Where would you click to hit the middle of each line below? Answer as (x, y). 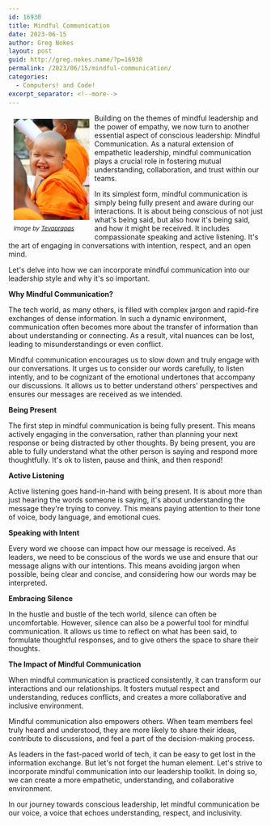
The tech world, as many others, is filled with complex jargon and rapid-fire (133, 309)
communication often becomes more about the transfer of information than (133, 327)
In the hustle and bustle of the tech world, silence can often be (112, 614)
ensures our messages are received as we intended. (96, 394)
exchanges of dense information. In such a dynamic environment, (118, 318)
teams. (106, 178)
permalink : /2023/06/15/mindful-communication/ (90, 69)
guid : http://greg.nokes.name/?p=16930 (76, 60)
